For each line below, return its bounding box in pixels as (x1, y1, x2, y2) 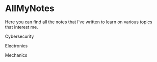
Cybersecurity (5, 33, 34, 39)
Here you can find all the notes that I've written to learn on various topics (5, 19, 153, 25)
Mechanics (5, 52, 27, 58)
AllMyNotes (5, 3, 55, 14)
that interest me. (5, 24, 38, 30)
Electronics (5, 43, 28, 48)
